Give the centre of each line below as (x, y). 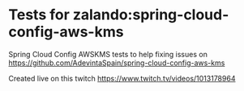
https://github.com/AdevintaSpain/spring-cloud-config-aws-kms (117, 63)
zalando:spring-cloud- (151, 15)
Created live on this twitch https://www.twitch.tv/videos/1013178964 (122, 78)
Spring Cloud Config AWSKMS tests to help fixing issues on (108, 54)
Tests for (39, 15)
